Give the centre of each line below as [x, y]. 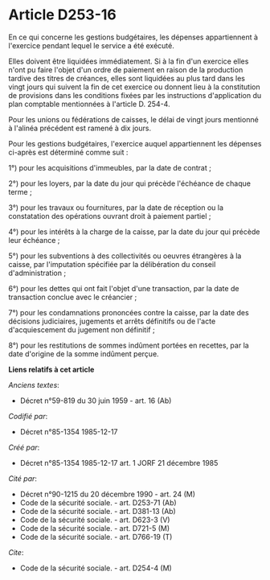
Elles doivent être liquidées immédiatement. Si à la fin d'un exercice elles [129, 61]
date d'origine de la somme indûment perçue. [84, 354]
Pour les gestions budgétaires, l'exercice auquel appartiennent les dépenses [135, 143]
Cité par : [23, 478]
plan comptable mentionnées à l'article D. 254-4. [89, 104]
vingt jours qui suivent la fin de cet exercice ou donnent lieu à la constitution [134, 87]
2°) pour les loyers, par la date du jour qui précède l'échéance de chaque [130, 183]
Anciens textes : [34, 385]
